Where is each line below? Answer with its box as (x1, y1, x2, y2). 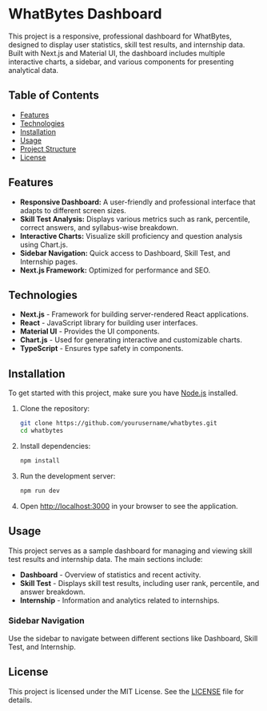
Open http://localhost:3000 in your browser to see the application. (19, 501, 238, 511)
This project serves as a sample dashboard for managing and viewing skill (8, 546, 253, 555)
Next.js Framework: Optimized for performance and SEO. (19, 265, 211, 275)
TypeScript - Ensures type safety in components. (19, 344, 184, 353)
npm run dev (19, 487, 60, 495)
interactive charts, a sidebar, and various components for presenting (8, 57, 234, 67)
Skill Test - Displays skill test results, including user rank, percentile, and (19, 578, 260, 588)
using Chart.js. (19, 240, 68, 249)
